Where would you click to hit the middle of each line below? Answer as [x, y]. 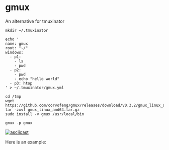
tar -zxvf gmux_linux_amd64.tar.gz [43, 110]
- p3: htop [21, 83]
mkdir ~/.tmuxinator [27, 30]
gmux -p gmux [19, 123]
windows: [14, 52]
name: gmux [17, 44]
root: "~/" [17, 48]
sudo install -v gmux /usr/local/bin [45, 114]
